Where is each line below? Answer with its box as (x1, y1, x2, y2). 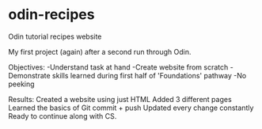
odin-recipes (8, 6, 95, 24)
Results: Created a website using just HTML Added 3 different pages (8, 94, 232, 104)
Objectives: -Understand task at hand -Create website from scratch (8, 62, 229, 72)
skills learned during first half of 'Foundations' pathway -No (51, 70, 247, 80)
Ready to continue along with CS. (8, 111, 117, 120)
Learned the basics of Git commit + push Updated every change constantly (8, 103, 254, 112)
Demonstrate (8, 70, 51, 80)
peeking (8, 79, 35, 89)
